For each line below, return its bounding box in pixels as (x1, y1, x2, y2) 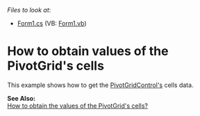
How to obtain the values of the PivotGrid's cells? (7, 101, 148, 110)
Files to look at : (7, 6, 51, 14)
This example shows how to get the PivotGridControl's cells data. (7, 81, 194, 89)
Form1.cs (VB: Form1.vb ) (17, 19, 87, 27)
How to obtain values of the (7, 43, 169, 59)
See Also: (7, 94, 36, 102)
